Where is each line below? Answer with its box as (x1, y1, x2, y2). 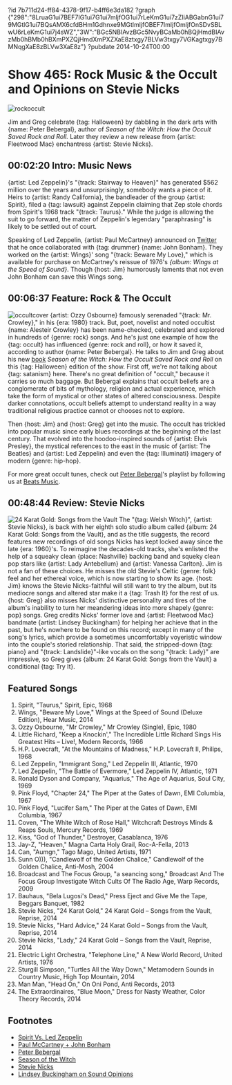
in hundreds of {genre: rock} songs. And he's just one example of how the (8, 333, 219, 341)
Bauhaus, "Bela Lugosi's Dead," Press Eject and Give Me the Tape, (17, 892, 208, 900)
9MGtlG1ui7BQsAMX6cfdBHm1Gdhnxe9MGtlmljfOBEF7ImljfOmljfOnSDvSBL (8, 21, 222, 28)
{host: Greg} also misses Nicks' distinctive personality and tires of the (8, 596, 206, 604)
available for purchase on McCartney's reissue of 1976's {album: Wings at (8, 257, 219, 266)
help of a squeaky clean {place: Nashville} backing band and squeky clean (8, 553, 220, 561)
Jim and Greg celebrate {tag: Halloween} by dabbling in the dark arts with (8, 118, 217, 126)
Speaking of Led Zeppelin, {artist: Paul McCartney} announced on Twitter (8, 235, 217, 244)
